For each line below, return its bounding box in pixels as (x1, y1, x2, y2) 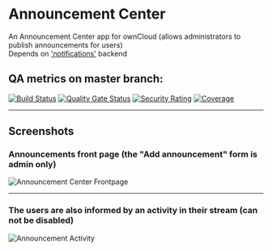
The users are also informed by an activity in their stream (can (8, 205, 258, 216)
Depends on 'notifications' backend (8, 48, 128, 58)
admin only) (8, 159, 57, 170)
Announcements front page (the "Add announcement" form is (8, 149, 257, 160)
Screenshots (8, 124, 74, 138)
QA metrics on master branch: (8, 72, 164, 86)
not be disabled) (8, 215, 74, 226)
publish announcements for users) (8, 40, 123, 49)
